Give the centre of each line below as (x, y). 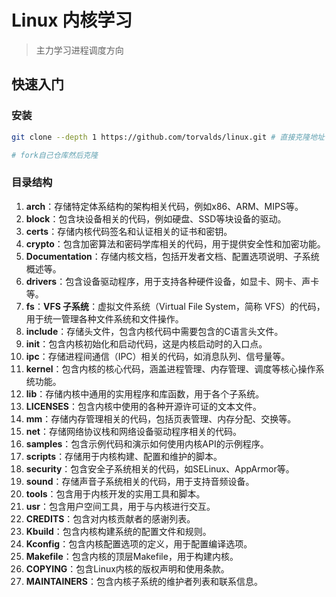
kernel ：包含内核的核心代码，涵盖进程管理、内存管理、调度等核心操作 (170, 368)
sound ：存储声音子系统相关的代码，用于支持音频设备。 (140, 481)
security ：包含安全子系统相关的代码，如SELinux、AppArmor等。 (160, 468)
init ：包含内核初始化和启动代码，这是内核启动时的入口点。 (146, 343)
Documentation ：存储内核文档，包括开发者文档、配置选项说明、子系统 (172, 256)
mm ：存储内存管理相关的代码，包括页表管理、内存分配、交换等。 (161, 418)
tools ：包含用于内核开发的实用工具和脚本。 (115, 493)
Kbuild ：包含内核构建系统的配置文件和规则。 (118, 531)
